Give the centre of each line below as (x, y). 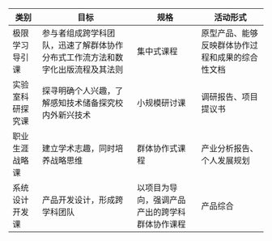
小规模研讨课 (161, 103)
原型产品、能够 (230, 33)
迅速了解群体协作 (91, 45)
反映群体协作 (226, 45)
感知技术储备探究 (83, 103)
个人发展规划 (226, 161)
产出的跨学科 (161, 212)
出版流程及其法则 (91, 70)
